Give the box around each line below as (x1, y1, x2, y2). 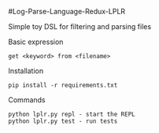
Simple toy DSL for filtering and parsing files (8, 22, 152, 31)
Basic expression (8, 37, 64, 46)
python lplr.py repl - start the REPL (8, 110, 135, 118)
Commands (8, 95, 46, 105)
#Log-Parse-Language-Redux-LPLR (8, 7, 126, 16)
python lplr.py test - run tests (8, 117, 118, 125)
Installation (8, 66, 44, 76)
